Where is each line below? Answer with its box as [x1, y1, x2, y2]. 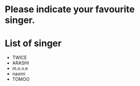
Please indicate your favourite [5, 4, 135, 15]
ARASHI [12, 60, 29, 66]
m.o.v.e [12, 65, 28, 72]
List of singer [5, 38, 62, 49]
